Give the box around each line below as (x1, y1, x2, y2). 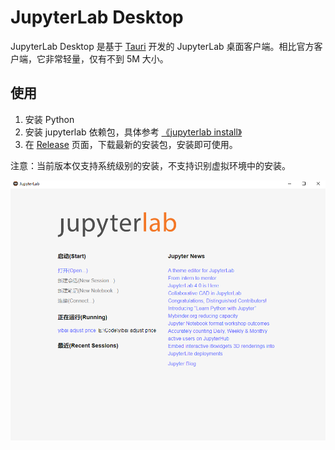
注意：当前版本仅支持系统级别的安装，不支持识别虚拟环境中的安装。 (10, 159, 291, 171)
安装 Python (24, 113, 75, 125)
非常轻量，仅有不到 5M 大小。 (44, 52, 169, 65)
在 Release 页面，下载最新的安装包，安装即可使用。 (24, 138, 238, 150)
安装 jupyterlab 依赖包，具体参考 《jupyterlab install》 (24, 126, 243, 138)
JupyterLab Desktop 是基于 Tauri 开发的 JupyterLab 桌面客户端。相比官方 (10, 40, 315, 52)
